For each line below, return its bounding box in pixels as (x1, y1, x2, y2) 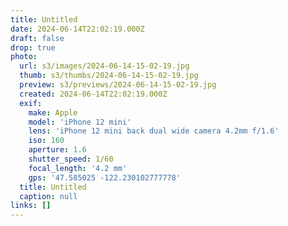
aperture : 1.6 (28, 145, 87, 155)
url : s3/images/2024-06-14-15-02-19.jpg (19, 61, 190, 71)
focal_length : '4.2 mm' (28, 163, 128, 173)
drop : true (10, 42, 56, 53)
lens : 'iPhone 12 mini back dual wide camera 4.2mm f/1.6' (28, 126, 280, 136)
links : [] (10, 201, 52, 211)
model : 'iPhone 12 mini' (28, 117, 132, 127)
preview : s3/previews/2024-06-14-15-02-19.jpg (19, 80, 217, 90)
